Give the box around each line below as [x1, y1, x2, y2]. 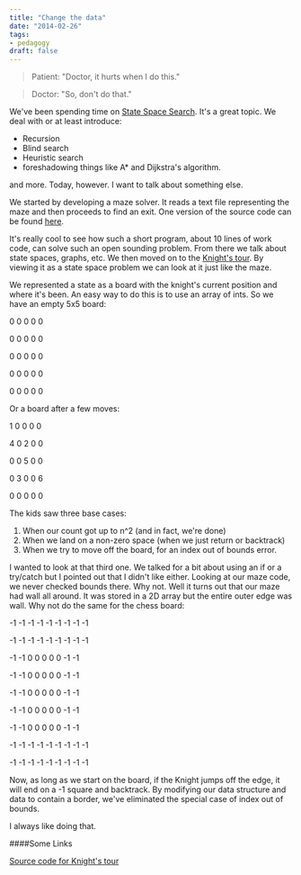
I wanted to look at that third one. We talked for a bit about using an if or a [9, 562, 282, 573]
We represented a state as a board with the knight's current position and [9, 280, 278, 291]
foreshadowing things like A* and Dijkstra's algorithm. [22, 162, 222, 173]
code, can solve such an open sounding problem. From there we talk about [9, 243, 288, 254]
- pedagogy [9, 38, 50, 48]
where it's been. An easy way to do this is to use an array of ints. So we [9, 289, 274, 300]
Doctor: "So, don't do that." [31, 89, 132, 100]
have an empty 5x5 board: [9, 299, 107, 310]
